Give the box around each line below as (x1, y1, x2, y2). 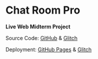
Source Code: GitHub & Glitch (5, 34, 78, 41)
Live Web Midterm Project (5, 23, 71, 30)
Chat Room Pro (5, 4, 80, 17)
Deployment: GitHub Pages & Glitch (5, 45, 92, 53)
